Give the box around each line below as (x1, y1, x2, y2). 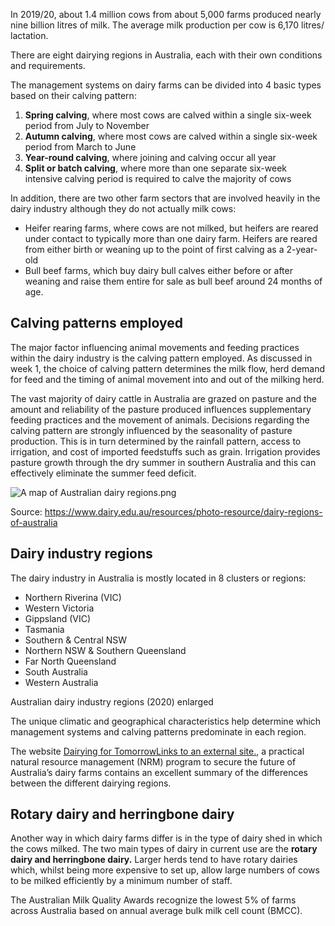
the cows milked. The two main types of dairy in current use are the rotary (10, 843, 318, 855)
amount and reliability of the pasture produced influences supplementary (10, 403, 312, 415)
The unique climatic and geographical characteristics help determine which (10, 715, 322, 727)
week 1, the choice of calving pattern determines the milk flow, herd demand (10, 362, 326, 374)
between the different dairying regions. (10, 777, 172, 789)
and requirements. (10, 60, 86, 71)
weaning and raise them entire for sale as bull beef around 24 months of (24, 275, 323, 287)
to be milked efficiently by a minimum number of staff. (10, 875, 233, 887)
